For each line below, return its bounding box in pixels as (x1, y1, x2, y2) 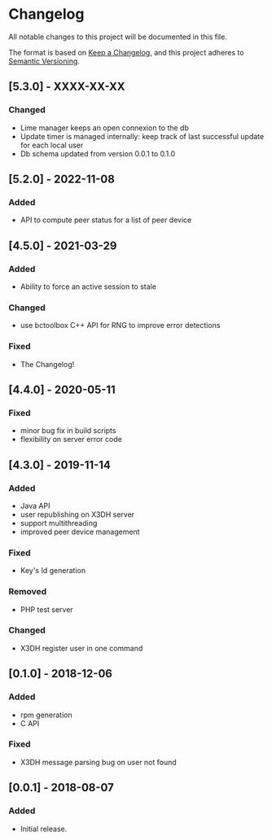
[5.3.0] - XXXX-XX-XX (8, 80, 125, 94)
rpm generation (20, 710, 73, 720)
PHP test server (20, 604, 73, 615)
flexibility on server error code (20, 435, 122, 444)
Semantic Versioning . (8, 56, 80, 66)
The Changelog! (20, 359, 75, 369)
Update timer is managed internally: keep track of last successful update (20, 131, 265, 141)
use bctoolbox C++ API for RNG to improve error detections (20, 321, 221, 330)
